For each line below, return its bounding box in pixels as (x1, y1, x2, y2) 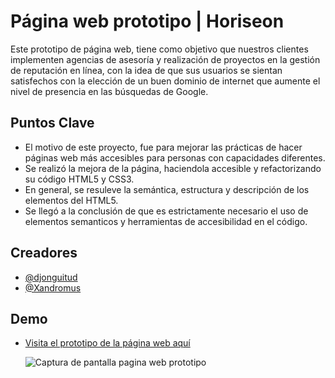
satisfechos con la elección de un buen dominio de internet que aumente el (10, 75, 321, 87)
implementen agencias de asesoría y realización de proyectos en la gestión (10, 53, 321, 65)
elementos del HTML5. (24, 194, 119, 206)
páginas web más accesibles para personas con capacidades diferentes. (24, 151, 326, 164)
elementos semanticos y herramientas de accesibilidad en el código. (24, 215, 308, 227)
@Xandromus (24, 281, 82, 294)
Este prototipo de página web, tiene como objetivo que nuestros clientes (10, 43, 309, 55)
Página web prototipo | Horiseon (10, 10, 285, 33)
